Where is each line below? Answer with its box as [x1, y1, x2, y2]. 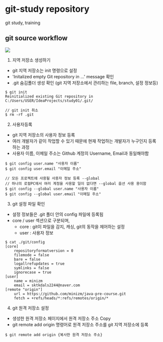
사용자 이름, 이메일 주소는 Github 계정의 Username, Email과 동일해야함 [12, 150, 149, 156]
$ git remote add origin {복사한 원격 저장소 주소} [5, 332, 103, 337]
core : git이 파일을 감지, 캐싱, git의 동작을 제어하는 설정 [19, 223, 125, 230]
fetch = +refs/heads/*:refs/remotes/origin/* [14, 296, 109, 301]
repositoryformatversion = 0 [14, 248, 74, 253]
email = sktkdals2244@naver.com [14, 282, 80, 288]
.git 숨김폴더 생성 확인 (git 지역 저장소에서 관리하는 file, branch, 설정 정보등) [12, 80, 159, 86]
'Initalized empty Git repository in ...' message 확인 [12, 73, 114, 79]
